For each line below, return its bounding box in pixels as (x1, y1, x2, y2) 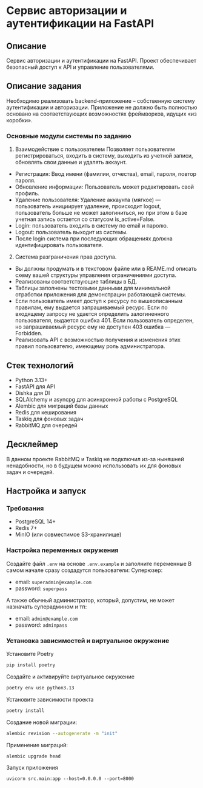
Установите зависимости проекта (6, 696, 94, 703)
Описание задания (6, 81, 82, 91)
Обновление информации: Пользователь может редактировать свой (15, 183, 194, 190)
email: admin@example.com (15, 615, 78, 622)
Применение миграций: (6, 741, 68, 748)
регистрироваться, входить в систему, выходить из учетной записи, (15, 152, 193, 159)
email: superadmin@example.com (15, 578, 92, 585)
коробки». (6, 116, 33, 124)
